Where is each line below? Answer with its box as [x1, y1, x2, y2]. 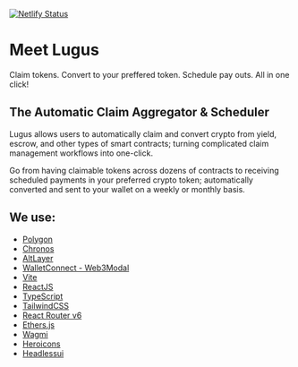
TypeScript [21, 291, 64, 302]
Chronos [21, 243, 55, 254]
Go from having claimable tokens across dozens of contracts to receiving [9, 165, 279, 175]
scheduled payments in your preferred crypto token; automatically [9, 175, 253, 185]
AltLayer [21, 252, 54, 263]
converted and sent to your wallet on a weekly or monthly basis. [9, 183, 246, 194]
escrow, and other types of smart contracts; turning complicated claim [9, 138, 269, 149]
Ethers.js [21, 319, 55, 330]
